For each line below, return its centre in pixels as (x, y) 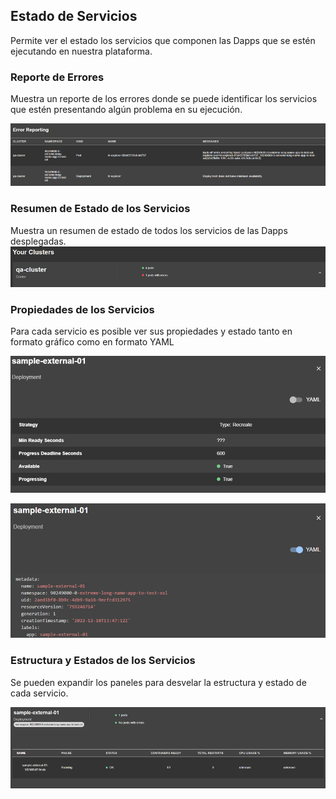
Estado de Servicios (74, 16)
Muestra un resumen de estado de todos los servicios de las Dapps (149, 230)
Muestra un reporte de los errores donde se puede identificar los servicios (164, 99)
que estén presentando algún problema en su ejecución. (126, 110)
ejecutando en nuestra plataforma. (81, 51)
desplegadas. (38, 241)
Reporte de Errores (57, 77)
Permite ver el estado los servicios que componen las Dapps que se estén (163, 40)
